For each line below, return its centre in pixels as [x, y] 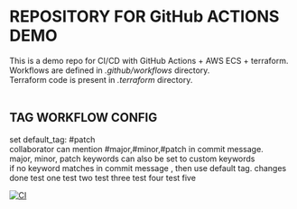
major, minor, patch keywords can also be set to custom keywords [132, 159]
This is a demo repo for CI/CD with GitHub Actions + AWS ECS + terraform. [149, 60]
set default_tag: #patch [52, 139]
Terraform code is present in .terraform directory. [101, 79]
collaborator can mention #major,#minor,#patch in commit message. [136, 149]
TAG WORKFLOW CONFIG [84, 118]
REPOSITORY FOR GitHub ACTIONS [144, 17]
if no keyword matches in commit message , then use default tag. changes [148, 168]
